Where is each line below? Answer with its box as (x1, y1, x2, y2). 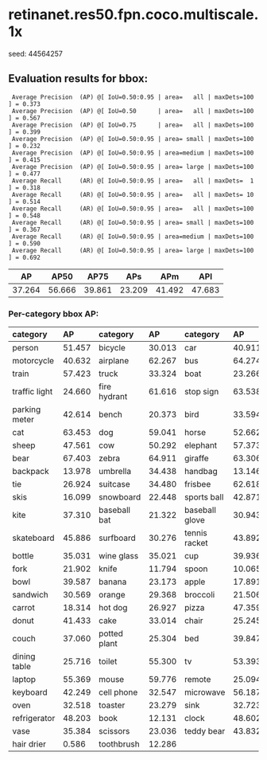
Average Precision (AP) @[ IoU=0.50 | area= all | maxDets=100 (11, 107, 254, 115)
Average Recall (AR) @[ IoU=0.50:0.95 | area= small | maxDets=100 (11, 218, 254, 226)
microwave (184, 687, 226, 698)
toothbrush (99, 738, 141, 750)
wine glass (99, 550, 139, 562)
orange (99, 590, 126, 601)
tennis (184, 527, 208, 539)
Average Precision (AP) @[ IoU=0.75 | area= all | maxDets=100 (11, 121, 254, 129)
